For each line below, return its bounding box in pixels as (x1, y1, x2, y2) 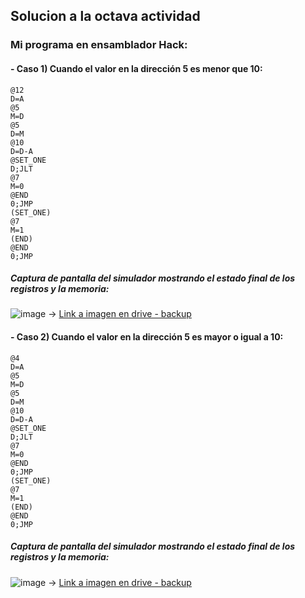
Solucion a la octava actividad (10, 8, 201, 25)
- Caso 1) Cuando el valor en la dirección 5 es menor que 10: (10, 62, 263, 74)
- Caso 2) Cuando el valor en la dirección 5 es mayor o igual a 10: (10, 331, 284, 343)
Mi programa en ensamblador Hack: (10, 38, 188, 52)
